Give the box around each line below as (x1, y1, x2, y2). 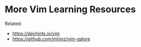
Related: (5, 20, 22, 27)
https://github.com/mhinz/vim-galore (12, 36, 90, 42)
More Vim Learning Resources (5, 4, 136, 15)
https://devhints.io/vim (12, 30, 60, 36)
